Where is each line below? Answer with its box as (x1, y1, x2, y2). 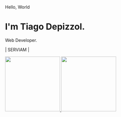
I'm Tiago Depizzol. (5, 21, 85, 32)
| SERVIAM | (5, 46, 30, 53)
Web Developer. (5, 37, 38, 43)
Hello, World (5, 4, 30, 10)
